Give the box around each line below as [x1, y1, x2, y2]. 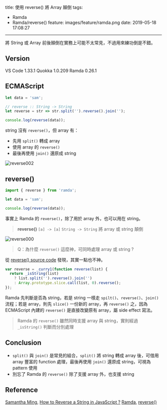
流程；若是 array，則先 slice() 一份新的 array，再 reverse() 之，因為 [5, 301, 148, 307]
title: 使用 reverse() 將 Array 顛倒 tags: [5, 4, 83, 10]
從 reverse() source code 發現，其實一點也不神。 [5, 256, 105, 262]
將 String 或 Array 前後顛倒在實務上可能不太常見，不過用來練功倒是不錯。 [5, 40, 156, 46]
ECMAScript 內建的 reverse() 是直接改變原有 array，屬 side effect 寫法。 [5, 307, 155, 313]
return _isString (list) [9, 271, 59, 276]
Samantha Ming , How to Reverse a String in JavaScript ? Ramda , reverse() [5, 399, 157, 405]
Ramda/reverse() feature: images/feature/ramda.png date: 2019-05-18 [12, 19, 157, 25]
